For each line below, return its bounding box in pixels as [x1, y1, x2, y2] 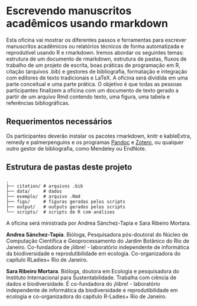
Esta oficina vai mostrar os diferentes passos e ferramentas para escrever [6, 36, 187, 43]
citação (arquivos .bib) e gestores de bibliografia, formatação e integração [6, 68, 188, 75]
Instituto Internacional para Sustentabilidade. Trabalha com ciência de [6, 274, 176, 281]
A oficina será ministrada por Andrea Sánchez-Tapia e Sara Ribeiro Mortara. [6, 219, 191, 227]
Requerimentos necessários [6, 117, 112, 127]
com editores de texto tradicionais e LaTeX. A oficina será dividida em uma [6, 74, 188, 81]
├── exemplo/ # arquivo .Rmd [6, 193, 81, 199]
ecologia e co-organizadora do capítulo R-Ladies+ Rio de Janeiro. [6, 292, 167, 300]
